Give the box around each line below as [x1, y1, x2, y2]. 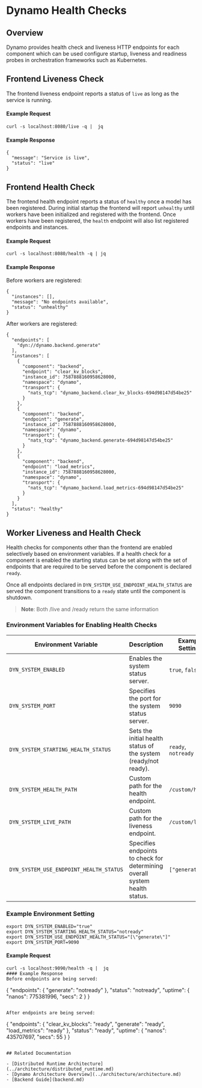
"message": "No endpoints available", [11, 299, 109, 305]
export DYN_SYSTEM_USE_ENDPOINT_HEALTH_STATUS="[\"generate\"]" [6, 934, 171, 940]
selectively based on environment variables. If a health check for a [6, 550, 171, 558]
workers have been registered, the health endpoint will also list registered [6, 217, 189, 224]
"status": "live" [11, 161, 55, 167]
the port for [129, 694, 161, 702]
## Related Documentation [6, 1051, 71, 1057]
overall [129, 869, 148, 877]
